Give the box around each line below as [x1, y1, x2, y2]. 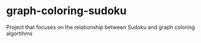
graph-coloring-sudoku [6, 4, 127, 18]
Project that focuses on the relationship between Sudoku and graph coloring [6, 24, 195, 31]
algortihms [6, 29, 33, 37]
